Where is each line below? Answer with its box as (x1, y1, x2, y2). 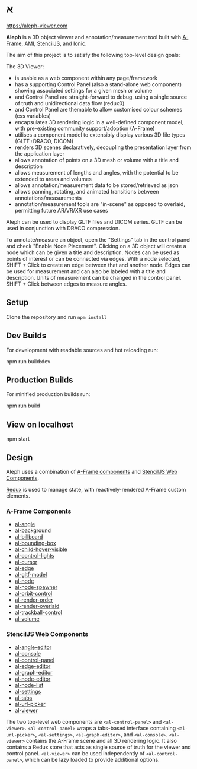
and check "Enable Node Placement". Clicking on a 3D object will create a (6, 242, 186, 249)
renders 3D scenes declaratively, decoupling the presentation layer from (14, 144, 192, 151)
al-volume (14, 615, 40, 622)
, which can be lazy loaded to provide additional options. (21, 756, 160, 763)
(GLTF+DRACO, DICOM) (14, 137, 74, 144)
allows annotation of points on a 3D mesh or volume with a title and (14, 156, 179, 163)
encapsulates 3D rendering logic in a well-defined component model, (14, 118, 184, 125)
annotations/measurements (14, 194, 82, 201)
